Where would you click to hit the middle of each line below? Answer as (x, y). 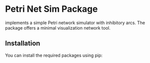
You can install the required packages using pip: (54, 55)
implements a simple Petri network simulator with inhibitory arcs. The (75, 23)
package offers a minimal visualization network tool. (58, 28)
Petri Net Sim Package (51, 9)
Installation (23, 44)
